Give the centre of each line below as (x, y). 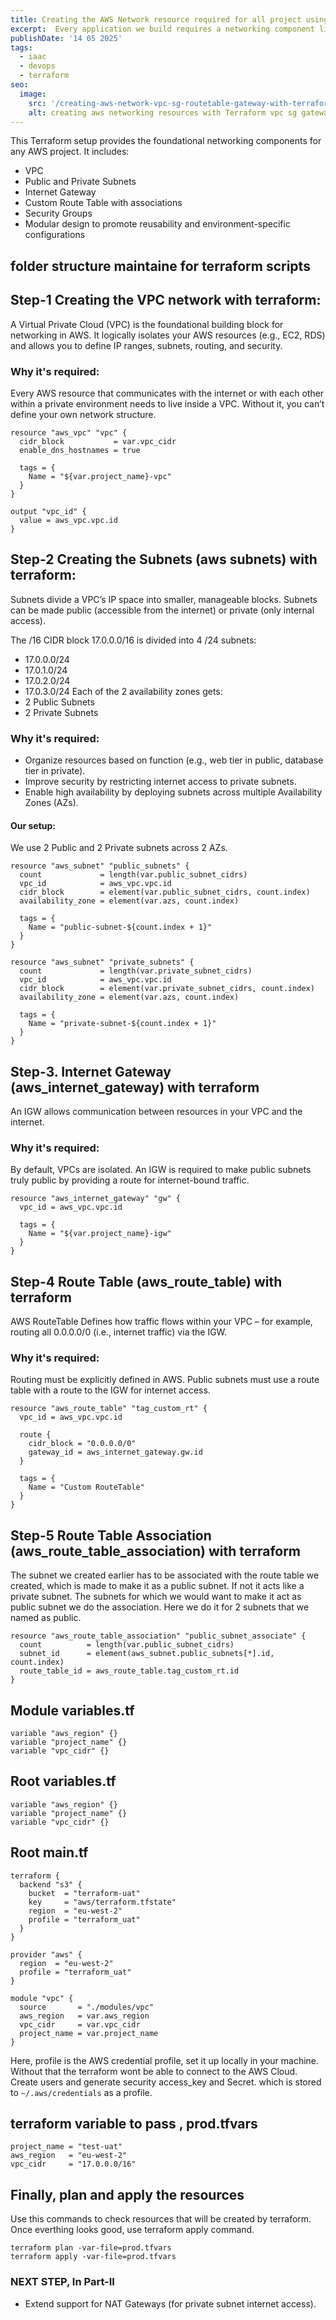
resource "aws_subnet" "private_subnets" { (102, 962)
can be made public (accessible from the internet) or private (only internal (162, 610)
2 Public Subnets (59, 702)
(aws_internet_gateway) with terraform (135, 1087)
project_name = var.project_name (89, 2033)
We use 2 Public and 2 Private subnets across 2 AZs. (119, 848)
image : (33, 94)
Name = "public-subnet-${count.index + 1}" (120, 927)
